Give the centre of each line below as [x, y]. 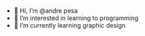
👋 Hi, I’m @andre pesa [46, 11]
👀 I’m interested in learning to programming [76, 18]
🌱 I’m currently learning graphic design [70, 25]
